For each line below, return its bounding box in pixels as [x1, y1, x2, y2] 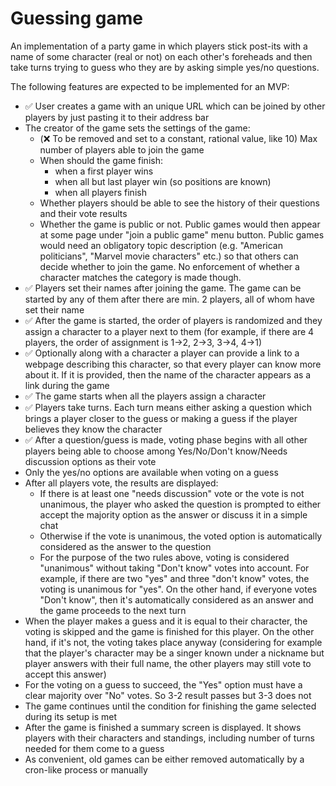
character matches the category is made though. [39, 271, 242, 283]
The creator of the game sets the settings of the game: [24, 122, 251, 134]
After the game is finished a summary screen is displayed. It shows [24, 721, 302, 733]
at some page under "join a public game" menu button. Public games [39, 228, 325, 241]
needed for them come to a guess [24, 742, 165, 754]
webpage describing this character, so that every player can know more [24, 358, 322, 370]
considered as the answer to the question [39, 540, 212, 552]
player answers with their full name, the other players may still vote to [24, 657, 312, 669]
